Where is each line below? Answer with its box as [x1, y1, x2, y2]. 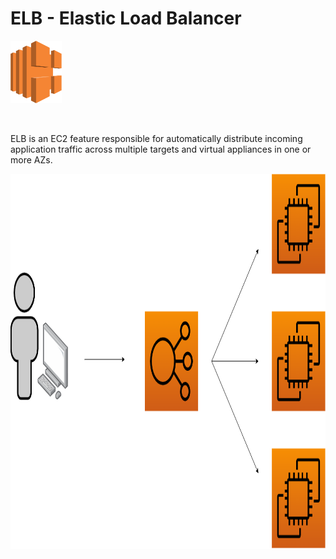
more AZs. [10, 153, 53, 166]
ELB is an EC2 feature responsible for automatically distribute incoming [10, 132, 303, 144]
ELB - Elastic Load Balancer [10, 7, 242, 30]
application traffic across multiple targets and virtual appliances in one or [10, 143, 312, 155]
